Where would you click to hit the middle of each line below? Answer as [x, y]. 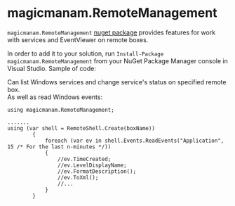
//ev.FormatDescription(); [97, 171]
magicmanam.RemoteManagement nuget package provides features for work [112, 32]
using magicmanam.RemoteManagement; [61, 110]
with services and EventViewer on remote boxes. [78, 39]
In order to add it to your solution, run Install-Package [86, 53]
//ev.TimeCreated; [84, 159]
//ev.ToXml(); [78, 177]
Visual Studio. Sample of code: [52, 68]
